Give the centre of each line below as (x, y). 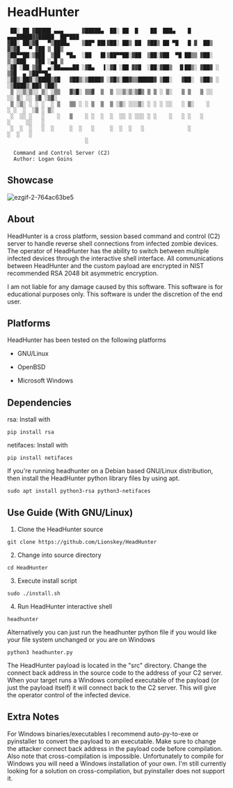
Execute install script (47, 581)
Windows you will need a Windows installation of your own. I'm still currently (117, 763)
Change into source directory (59, 555)
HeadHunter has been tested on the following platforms (87, 340)
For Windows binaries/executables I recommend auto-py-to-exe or (103, 734)
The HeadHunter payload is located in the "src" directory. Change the (107, 665)
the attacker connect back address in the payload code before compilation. (115, 748)
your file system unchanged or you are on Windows (81, 640)
